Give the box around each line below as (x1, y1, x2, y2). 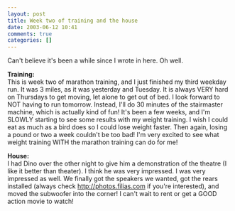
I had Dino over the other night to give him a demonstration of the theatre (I (7, 159, 227, 168)
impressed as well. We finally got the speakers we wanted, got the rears (7, 175, 218, 183)
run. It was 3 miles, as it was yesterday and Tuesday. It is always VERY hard (7, 85, 229, 94)
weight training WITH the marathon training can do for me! (7, 138, 178, 146)
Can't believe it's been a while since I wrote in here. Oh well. (7, 56, 183, 65)
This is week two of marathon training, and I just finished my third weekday (7, 77, 227, 86)
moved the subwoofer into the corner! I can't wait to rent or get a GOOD (7, 190, 217, 198)
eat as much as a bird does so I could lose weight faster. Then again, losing (7, 123, 228, 131)
